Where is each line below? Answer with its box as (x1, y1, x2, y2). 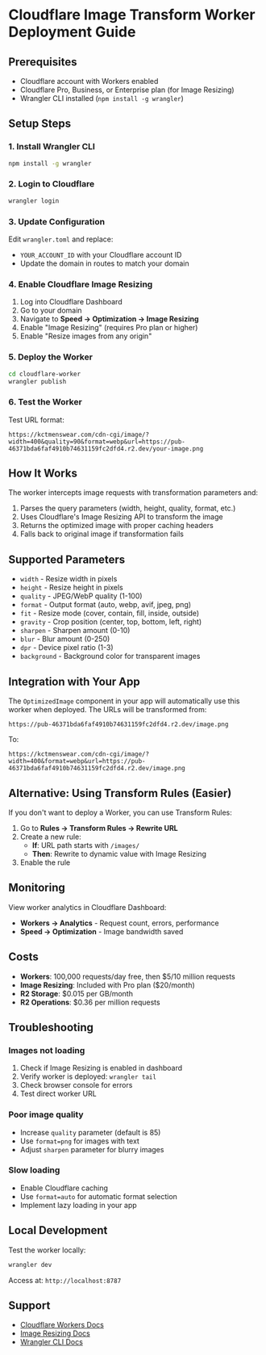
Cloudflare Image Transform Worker (8, 6, 256, 24)
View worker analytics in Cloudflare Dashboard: (8, 902, 167, 912)
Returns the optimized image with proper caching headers (19, 521, 214, 531)
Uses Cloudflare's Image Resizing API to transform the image (19, 512, 223, 522)
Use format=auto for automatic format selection (19, 1191, 177, 1201)
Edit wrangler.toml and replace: (8, 234, 114, 244)
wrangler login (8, 196, 60, 205)
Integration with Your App (8, 674, 141, 688)
